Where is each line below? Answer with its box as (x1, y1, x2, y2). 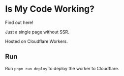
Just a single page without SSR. (5, 29, 70, 35)
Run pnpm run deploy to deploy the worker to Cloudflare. (5, 65, 120, 71)
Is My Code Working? (5, 3, 95, 15)
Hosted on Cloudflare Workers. (5, 38, 68, 44)
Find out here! (5, 19, 33, 25)
